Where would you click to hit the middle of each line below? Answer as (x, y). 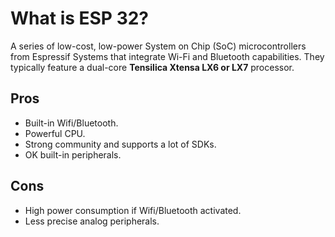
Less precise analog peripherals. (92, 221)
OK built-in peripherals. (73, 154)
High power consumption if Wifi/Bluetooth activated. (133, 210)
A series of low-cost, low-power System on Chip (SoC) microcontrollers (158, 46)
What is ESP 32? (80, 18)
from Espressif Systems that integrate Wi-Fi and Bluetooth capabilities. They (167, 56)
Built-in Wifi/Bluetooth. (71, 123)
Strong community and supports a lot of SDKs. (120, 144)
